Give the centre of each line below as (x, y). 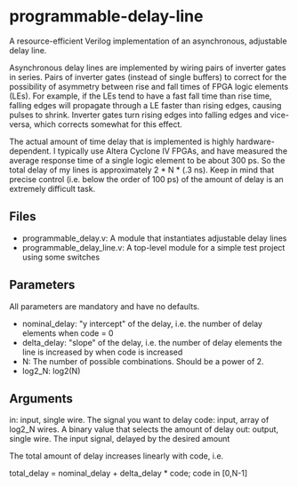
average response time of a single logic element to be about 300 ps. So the (147, 160)
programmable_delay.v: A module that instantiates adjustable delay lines (154, 238)
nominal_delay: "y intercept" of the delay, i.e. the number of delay (142, 323)
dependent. (30, 151)
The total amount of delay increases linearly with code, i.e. (117, 456)
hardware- (256, 141)
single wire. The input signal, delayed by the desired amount (120, 439)
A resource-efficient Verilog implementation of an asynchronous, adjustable (148, 41)
